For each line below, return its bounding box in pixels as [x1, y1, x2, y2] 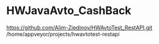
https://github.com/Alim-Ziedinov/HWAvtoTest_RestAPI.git [6, 24, 153, 31]
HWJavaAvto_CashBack [6, 4, 131, 18]
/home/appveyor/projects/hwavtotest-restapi [6, 30, 120, 37]
